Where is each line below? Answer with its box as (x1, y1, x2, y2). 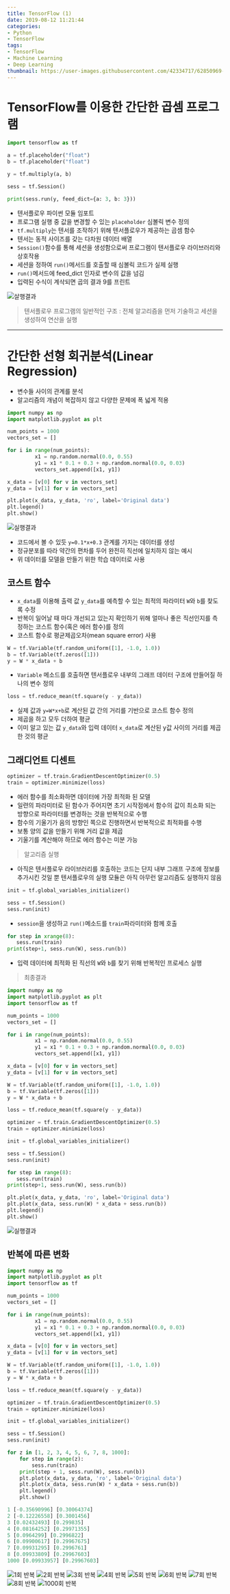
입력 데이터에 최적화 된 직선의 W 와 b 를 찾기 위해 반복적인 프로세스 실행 (16, 959, 202, 967)
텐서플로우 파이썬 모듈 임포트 (16, 209, 94, 217)
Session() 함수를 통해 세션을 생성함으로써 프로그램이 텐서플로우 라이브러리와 (16, 243, 221, 251)
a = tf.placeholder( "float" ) (7, 152, 90, 159)
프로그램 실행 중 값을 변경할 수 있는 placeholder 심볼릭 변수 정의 (16, 217, 190, 225)
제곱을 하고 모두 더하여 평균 (16, 715, 91, 723)
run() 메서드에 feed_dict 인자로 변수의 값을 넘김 (16, 269, 145, 277)
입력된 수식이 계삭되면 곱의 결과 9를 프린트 (16, 278, 131, 286)
